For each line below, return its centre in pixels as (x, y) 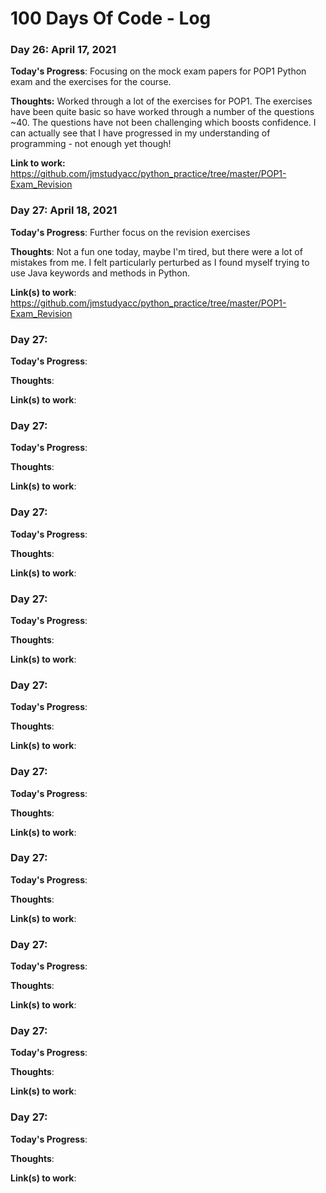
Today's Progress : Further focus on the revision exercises (130, 232)
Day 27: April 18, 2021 (64, 210)
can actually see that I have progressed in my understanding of (140, 133)
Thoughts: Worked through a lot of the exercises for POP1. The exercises (161, 101)
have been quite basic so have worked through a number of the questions (162, 112)
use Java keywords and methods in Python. (100, 273)
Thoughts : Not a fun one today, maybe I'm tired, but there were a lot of (156, 251)
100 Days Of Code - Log (111, 18)
